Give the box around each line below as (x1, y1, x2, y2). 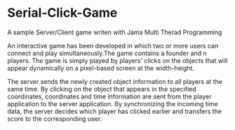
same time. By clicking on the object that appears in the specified (7, 85, 196, 93)
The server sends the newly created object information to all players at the (7, 77, 223, 85)
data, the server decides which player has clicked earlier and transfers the (7, 107, 222, 115)
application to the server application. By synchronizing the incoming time (7, 99, 219, 108)
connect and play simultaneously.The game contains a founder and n (7, 49, 207, 57)
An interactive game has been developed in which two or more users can (7, 41, 219, 50)
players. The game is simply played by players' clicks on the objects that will (7, 56, 228, 64)
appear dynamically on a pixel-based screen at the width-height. (7, 64, 195, 72)
